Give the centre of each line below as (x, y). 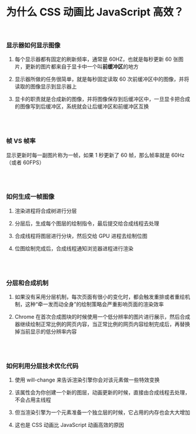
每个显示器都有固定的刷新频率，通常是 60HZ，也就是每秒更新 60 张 (96, 59)
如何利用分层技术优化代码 (42, 366)
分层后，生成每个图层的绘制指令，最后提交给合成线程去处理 (87, 223)
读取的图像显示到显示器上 (46, 87)
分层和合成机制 (27, 283)
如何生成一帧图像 (30, 197)
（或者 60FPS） (25, 162)
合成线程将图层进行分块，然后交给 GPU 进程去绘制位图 (81, 236)
